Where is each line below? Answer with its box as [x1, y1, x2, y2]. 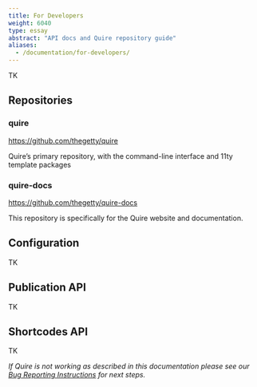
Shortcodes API [8, 325, 89, 338]
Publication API [8, 281, 86, 294]
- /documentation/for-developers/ [15, 49, 130, 57]
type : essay [8, 26, 48, 34]
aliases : [8, 41, 38, 49]
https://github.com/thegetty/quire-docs [8, 197, 138, 207]
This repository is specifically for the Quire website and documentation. [8, 213, 243, 223]
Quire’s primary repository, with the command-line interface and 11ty [8, 151, 233, 160]
